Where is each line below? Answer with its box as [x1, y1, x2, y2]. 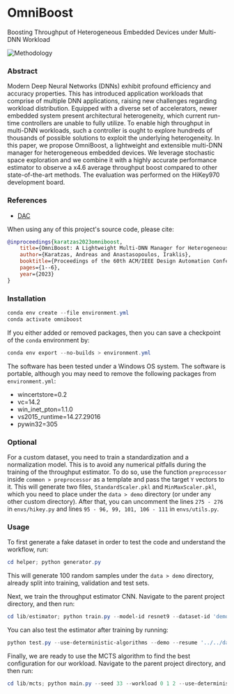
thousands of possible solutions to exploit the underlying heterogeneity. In [7, 134, 221, 142]
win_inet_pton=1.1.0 [17, 405, 73, 413]
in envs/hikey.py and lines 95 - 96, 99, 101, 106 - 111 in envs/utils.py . [7, 505, 219, 513]
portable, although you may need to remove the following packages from [7, 369, 217, 377]
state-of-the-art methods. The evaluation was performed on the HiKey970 [7, 171, 220, 179]
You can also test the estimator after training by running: [7, 625, 169, 634]
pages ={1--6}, [19, 265, 61, 271]
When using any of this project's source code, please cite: [7, 225, 174, 233]
